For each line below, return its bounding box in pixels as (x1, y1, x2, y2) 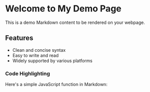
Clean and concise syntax (12, 47, 66, 53)
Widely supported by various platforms (12, 58, 93, 64)
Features (5, 34, 33, 42)
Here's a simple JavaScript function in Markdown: (5, 82, 108, 88)
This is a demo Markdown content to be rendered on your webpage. (5, 19, 146, 25)
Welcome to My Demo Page (5, 3, 122, 14)
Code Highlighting (5, 70, 50, 77)
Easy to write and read (12, 52, 59, 58)
